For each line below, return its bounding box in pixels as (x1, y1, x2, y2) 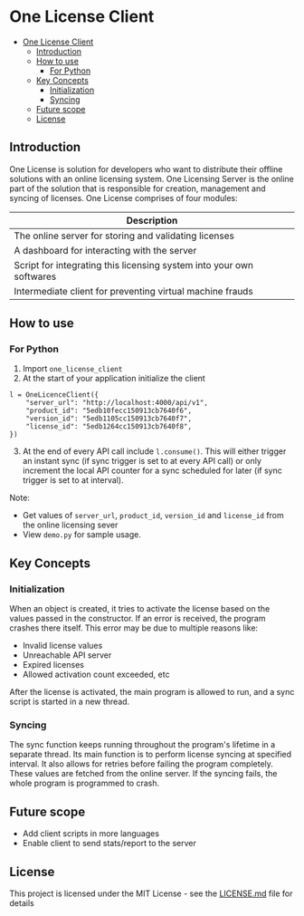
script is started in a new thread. (9, 696, 130, 708)
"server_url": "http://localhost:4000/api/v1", (25, 399, 208, 408)
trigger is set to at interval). (22, 475, 124, 486)
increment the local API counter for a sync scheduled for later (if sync (22, 465, 282, 477)
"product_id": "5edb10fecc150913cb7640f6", (25, 406, 193, 416)
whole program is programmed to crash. (9, 777, 160, 789)
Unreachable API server (22, 650, 112, 660)
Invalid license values (22, 641, 103, 651)
